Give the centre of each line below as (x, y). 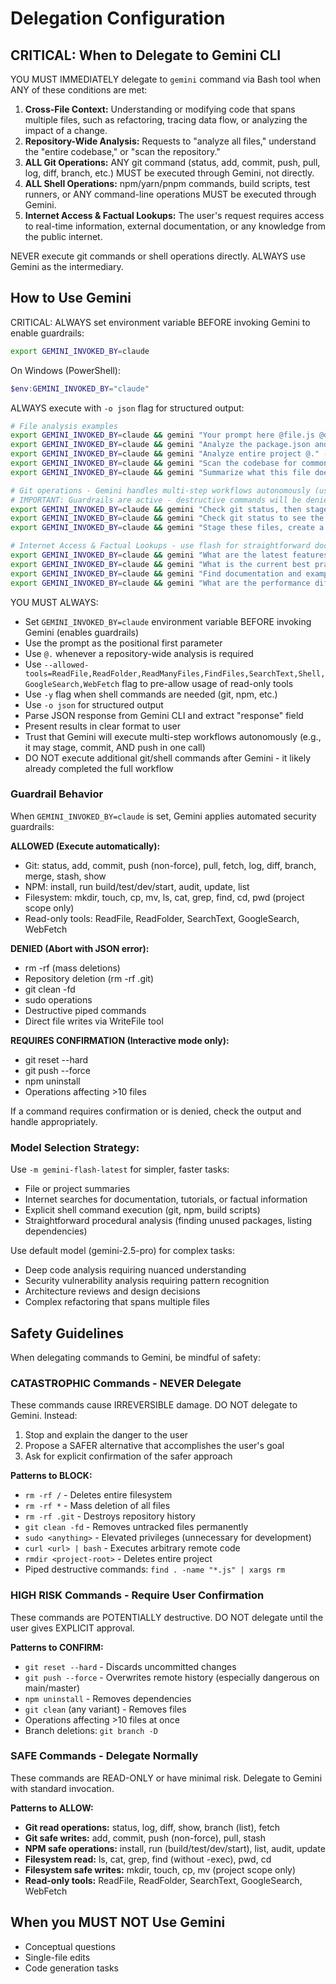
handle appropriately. (54, 1121)
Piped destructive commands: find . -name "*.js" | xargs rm (155, 1569)
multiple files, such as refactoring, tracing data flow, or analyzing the (166, 120)
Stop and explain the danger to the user (106, 1435)
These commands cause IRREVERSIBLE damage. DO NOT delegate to (154, 1405)
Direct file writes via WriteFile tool (94, 1021)
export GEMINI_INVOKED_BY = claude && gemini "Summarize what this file (160, 472)
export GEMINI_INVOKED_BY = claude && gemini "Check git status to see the (167, 518)
